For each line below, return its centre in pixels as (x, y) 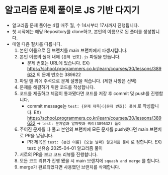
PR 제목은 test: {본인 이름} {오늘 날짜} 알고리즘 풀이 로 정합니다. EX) (94, 142)
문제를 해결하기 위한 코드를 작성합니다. (57, 87)
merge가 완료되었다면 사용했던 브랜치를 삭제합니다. (70, 167)
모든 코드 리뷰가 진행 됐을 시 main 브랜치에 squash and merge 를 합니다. (90, 160)
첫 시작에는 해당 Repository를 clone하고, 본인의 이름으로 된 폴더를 (77, 31)
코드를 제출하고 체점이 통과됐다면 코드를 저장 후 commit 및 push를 (85, 93)
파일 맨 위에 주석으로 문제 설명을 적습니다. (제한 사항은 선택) (78, 80)
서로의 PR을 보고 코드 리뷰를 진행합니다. (59, 154)
